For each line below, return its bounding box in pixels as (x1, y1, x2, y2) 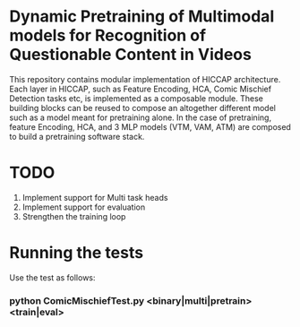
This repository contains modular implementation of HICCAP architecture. (9, 73, 281, 84)
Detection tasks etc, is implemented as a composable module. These (9, 92, 264, 104)
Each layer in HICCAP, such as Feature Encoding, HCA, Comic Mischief (9, 83, 271, 94)
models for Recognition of (9, 25, 207, 46)
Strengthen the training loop (21, 211, 126, 221)
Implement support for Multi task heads (21, 192, 168, 202)
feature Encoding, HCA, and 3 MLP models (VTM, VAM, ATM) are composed (9, 121, 291, 132)
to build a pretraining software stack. (9, 131, 145, 142)
